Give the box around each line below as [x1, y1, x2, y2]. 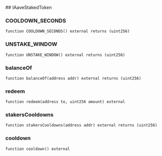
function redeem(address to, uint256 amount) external [5, 100, 125, 105]
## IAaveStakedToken [5, 5, 52, 10]
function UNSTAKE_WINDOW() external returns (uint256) [5, 52, 125, 57]
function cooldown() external [5, 146, 70, 151]
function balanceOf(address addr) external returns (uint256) [5, 75, 141, 81]
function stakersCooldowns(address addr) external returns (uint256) [5, 123, 158, 128]
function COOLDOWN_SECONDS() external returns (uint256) [5, 29, 130, 34]
